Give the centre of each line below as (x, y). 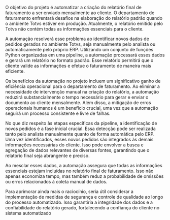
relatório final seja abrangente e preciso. (47, 155)
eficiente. (15, 71)
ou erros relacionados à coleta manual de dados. (56, 182)
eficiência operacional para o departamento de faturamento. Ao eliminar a (82, 86)
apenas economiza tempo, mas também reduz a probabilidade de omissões (84, 176)
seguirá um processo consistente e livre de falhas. (58, 113)
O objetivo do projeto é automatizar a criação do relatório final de (74, 7)
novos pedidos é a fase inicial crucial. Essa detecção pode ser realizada (80, 129)
